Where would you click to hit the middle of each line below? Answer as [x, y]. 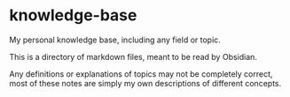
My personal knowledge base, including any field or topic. [115, 40]
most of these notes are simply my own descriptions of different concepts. [145, 83]
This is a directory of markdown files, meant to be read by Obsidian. [133, 56]
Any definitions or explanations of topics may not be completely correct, [141, 74]
